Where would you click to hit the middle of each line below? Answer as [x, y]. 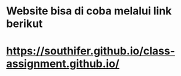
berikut [24, 24]
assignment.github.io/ [63, 64]
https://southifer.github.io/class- [90, 51]
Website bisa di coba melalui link [89, 11]
